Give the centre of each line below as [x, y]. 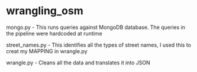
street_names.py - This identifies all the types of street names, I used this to [98, 45]
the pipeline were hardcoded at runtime [54, 33]
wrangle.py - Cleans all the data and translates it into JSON [78, 63]
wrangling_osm [45, 11]
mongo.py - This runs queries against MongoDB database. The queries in [96, 27]
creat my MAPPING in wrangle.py [47, 51]
